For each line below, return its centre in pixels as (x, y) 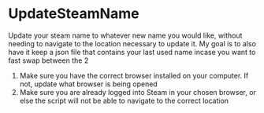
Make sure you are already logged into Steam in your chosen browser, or (138, 92)
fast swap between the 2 (48, 60)
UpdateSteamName (74, 14)
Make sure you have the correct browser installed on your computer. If (134, 75)
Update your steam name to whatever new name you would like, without (125, 35)
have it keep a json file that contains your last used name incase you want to (132, 52)
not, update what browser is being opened (88, 84)
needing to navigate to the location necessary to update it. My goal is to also (132, 43)
